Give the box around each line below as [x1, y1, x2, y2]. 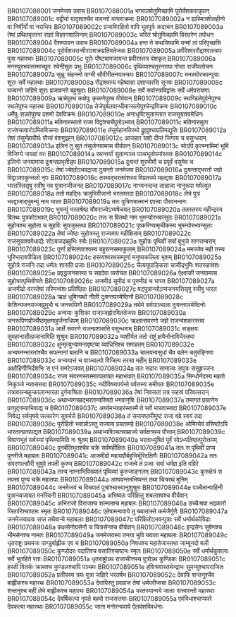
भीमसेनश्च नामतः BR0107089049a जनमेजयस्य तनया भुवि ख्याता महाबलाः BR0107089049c [7, 531, 228, 539]
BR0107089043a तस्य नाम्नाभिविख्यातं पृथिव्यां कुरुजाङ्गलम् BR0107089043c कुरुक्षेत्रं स [7, 467, 223, 476]
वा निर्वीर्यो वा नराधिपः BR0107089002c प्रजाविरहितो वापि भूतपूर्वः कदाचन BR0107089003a [7, 23, 223, 31]
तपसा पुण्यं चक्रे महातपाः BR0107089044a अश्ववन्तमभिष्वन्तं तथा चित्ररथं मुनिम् [7, 475, 188, 484]
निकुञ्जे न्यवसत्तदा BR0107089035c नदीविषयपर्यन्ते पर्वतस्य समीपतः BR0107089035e [7, 380, 215, 388]
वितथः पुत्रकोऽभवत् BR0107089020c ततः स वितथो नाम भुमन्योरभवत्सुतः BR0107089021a [7, 213, 222, 222]
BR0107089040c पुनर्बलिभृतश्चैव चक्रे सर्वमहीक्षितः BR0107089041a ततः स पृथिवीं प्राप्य [7, 443, 216, 452]
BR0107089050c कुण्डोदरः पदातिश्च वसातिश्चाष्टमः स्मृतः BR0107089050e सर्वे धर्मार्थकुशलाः [7, 547, 229, 555]
